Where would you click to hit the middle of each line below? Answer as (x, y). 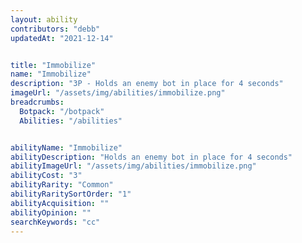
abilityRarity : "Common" (62, 185)
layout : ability (44, 19)
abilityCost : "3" (46, 176)
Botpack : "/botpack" (62, 111)
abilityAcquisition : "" (60, 203)
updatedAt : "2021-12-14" (62, 38)
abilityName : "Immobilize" (66, 147)
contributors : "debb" (55, 29)
